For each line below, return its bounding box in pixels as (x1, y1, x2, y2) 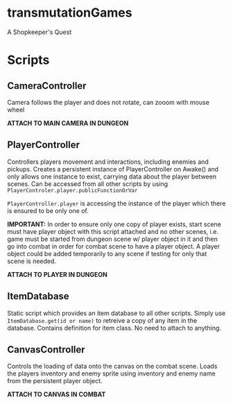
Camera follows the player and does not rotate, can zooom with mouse (7, 98, 210, 106)
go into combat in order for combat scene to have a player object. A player (7, 242, 221, 251)
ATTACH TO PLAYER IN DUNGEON (7, 270, 107, 278)
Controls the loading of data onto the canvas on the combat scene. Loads (7, 362, 218, 371)
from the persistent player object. (7, 377, 103, 385)
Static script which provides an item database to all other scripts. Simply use (7, 309, 226, 317)
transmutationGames (7, 5, 132, 21)
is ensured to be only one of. (7, 206, 89, 214)
